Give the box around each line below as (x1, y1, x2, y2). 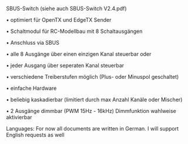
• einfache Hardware (6, 85, 57, 92)
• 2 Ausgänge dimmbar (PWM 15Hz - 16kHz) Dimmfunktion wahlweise (6, 108, 176, 114)
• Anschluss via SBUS (6, 39, 60, 46)
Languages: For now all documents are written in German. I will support (6, 125, 179, 132)
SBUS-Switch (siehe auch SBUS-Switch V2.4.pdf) (6, 5, 127, 12)
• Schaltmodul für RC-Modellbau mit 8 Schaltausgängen (6, 28, 143, 35)
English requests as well (6, 132, 65, 138)
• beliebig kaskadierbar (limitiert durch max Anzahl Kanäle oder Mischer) (6, 96, 183, 103)
